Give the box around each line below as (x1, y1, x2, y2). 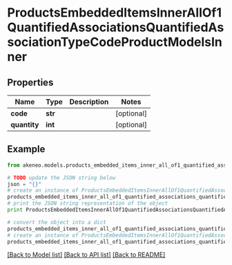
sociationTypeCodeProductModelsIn (7, 35, 223, 50)
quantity (10, 120, 39, 129)
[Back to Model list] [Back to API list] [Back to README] (7, 250, 166, 259)
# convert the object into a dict (7, 219, 107, 226)
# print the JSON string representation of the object (7, 200, 168, 207)
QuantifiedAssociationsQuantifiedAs (7, 19, 224, 35)
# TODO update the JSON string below (7, 174, 116, 181)
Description (69, 97, 109, 107)
